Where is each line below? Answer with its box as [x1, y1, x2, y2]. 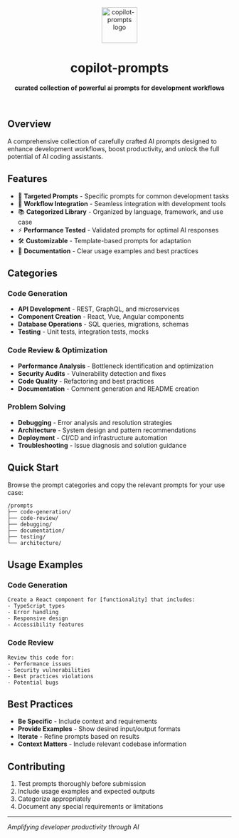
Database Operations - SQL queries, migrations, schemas [17, 320, 189, 329]
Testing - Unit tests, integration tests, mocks [17, 327, 149, 336]
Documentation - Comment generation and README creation [17, 384, 199, 393]
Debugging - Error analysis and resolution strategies [17, 418, 173, 426]
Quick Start [7, 461, 59, 474]
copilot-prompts [70, 60, 169, 76]
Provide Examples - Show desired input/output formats [17, 725, 181, 733]
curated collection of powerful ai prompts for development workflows [14, 83, 225, 92]
